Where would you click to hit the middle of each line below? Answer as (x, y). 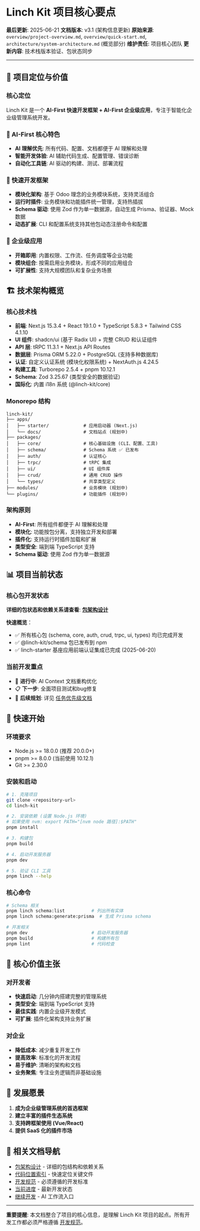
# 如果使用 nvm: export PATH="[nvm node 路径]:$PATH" (71, 822)
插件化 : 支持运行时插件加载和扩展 (55, 539)
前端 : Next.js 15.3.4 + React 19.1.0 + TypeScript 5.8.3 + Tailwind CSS (98, 326)
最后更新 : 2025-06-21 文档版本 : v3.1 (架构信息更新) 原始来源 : (80, 30)
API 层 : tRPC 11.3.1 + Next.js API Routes (62, 347)
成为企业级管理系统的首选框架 (51, 1108)
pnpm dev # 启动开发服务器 (67, 933)
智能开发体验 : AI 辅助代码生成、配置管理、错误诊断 (77, 156)
